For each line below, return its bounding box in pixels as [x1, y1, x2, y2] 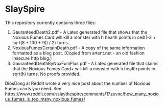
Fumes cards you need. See [5, 85, 62, 91]
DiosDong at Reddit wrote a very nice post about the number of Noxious [5, 80, 151, 86]
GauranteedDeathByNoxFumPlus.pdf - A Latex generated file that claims [12, 60, 159, 66]
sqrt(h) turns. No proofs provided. [12, 71, 81, 77]
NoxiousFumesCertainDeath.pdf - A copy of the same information [12, 45, 145, 51]
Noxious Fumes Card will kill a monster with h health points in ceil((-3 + [12, 34, 156, 40]
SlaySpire [5, 3, 45, 15]
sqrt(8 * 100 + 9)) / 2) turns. [12, 39, 70, 45]
